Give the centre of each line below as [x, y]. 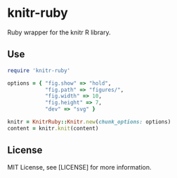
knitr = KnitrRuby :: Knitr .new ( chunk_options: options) [89, 122]
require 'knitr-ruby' [39, 70]
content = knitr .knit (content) [53, 128]
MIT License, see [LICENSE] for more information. [79, 167]
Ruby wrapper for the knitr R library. [59, 32]
